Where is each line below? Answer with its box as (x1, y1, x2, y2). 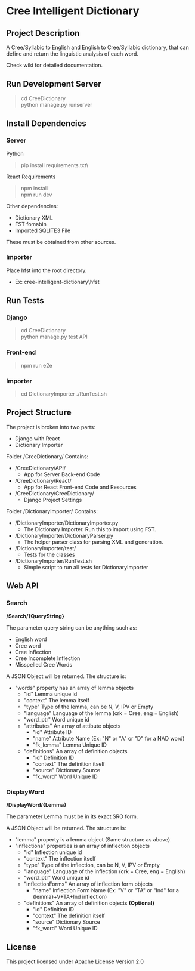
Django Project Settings (23, 496, 82, 503)
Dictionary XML (14, 214, 54, 221)
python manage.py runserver (20, 101, 92, 108)
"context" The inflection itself (23, 855, 97, 862)
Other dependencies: (6, 202, 58, 209)
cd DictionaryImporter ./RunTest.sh (20, 390, 107, 397)
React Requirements (6, 173, 56, 180)
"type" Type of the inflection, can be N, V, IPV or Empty (23, 861, 160, 868)
